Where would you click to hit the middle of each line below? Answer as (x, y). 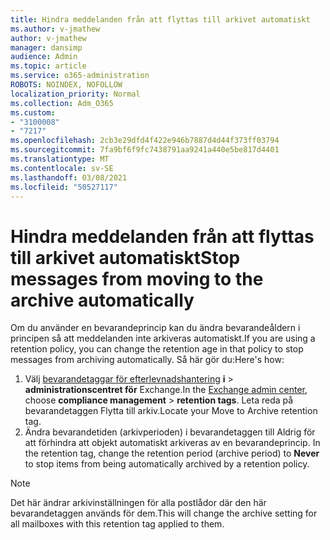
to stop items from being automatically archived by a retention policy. (167, 464)
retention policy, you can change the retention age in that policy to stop (157, 349)
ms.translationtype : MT (60, 159)
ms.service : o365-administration (80, 76)
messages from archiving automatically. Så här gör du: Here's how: (147, 360)
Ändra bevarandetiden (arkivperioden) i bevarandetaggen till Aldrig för (170, 432)
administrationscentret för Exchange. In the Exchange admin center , (166, 390)
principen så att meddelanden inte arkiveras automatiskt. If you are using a (163, 338)
